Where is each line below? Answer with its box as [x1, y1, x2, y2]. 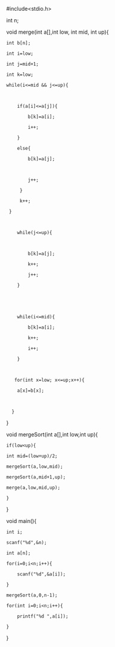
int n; [6, 17, 19, 23]
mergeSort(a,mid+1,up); [6, 474, 66, 480]
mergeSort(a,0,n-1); [6, 592, 58, 598]
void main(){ [6, 518, 37, 524]
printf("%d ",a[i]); [17, 613, 69, 619]
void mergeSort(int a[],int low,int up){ [6, 431, 98, 438]
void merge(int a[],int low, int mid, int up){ [6, 28, 109, 36]
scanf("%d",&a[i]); [17, 571, 66, 577]
